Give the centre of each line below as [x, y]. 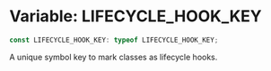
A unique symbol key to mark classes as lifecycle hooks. [114, 57]
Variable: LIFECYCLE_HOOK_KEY [135, 16]
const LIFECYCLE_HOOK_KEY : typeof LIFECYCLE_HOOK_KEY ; [114, 40]
